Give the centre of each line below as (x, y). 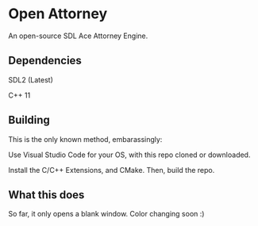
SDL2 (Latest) (31, 79)
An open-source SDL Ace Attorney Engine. (78, 36)
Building (29, 120)
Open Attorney (58, 14)
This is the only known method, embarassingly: (85, 139)
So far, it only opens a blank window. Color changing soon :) (106, 214)
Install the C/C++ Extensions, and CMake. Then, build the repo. (112, 170)
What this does (46, 195)
